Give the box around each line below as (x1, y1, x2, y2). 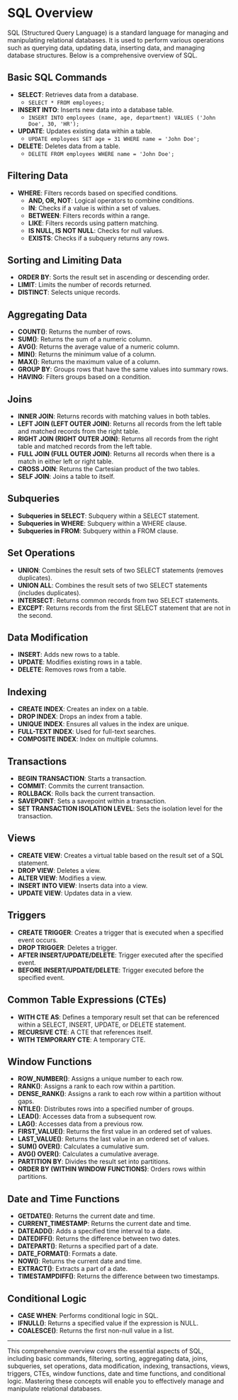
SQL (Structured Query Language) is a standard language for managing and (7, 28, 229, 37)
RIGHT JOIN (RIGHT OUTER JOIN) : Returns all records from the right (17, 434, 218, 443)
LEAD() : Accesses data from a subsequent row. (17, 1112, 157, 1121)
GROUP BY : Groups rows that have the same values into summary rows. (17, 365, 229, 373)
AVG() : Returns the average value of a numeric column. (17, 342, 180, 351)
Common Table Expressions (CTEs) (7, 994, 167, 1006)
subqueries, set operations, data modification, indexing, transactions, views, (7, 1362, 230, 1370)
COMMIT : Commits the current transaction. (17, 781, 145, 791)
